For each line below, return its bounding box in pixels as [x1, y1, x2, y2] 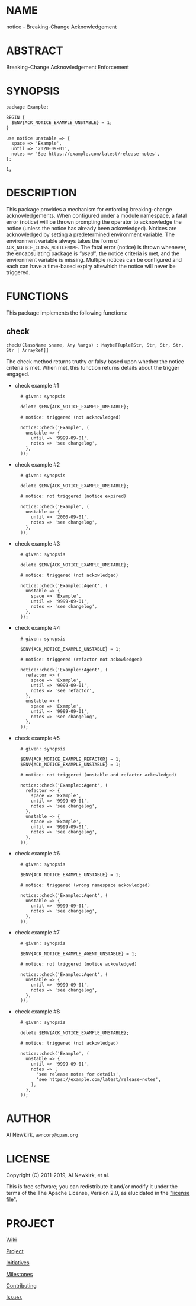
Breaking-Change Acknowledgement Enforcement [6, 64, 129, 71]
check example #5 [14, 734, 60, 741]
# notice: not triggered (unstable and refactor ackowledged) [20, 772, 177, 778]
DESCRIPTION [6, 186, 77, 199]
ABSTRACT [6, 44, 63, 58]
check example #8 [14, 1007, 60, 1015]
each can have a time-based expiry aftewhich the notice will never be [6, 262, 176, 270]
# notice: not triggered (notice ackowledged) [20, 961, 137, 967]
